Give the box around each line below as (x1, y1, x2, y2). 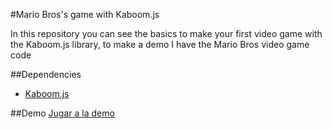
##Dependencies (10, 69, 82, 80)
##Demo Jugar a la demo (10, 107, 115, 119)
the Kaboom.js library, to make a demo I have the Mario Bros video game (10, 39, 310, 50)
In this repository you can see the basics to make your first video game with (10, 28, 323, 39)
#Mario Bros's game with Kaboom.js (10, 9, 160, 20)
